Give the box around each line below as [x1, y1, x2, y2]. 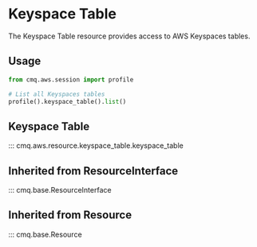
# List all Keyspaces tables [8, 90, 105, 98]
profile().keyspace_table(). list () [8, 98, 127, 106]
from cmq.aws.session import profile [8, 75, 134, 84]
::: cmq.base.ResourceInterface [8, 185, 112, 194]
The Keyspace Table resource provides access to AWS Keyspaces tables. [8, 31, 251, 41]
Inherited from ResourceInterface [8, 164, 179, 177]
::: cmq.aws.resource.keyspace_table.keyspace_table [8, 141, 184, 150]
